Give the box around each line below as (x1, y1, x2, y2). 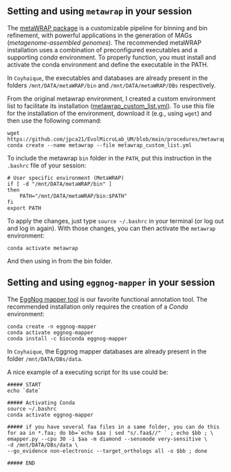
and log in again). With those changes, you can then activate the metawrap (7, 224, 216, 232)
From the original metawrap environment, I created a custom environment (7, 94, 216, 103)
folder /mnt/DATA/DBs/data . (7, 354, 83, 362)
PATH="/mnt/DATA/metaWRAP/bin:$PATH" (19, 192, 128, 199)
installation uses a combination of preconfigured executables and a (7, 45, 198, 54)
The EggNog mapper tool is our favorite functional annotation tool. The (7, 295, 208, 303)
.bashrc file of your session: (7, 161, 87, 170)
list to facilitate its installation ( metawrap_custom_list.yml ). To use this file (7, 101, 214, 110)
